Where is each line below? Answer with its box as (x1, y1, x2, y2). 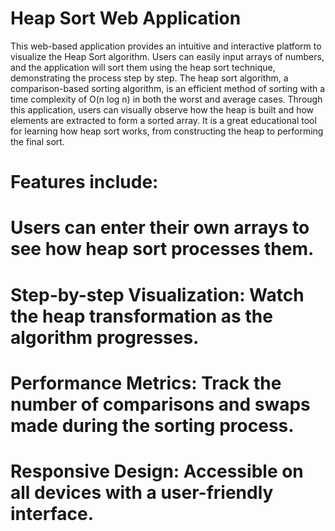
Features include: (10, 171, 159, 194)
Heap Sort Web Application (10, 7, 242, 30)
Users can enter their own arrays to (10, 217, 310, 239)
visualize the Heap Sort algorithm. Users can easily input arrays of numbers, (10, 50, 325, 62)
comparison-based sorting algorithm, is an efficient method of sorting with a (10, 82, 326, 94)
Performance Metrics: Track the (10, 372, 282, 394)
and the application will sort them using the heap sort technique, (10, 61, 276, 73)
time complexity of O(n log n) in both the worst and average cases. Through (10, 93, 323, 105)
